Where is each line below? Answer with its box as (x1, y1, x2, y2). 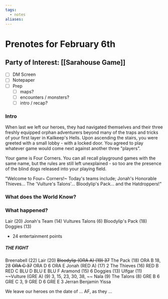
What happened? (5, 207, 48, 214)
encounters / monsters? (20, 94, 69, 100)
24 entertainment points (12, 233, 63, 239)
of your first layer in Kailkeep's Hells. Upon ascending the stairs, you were (5, 135, 158, 141)
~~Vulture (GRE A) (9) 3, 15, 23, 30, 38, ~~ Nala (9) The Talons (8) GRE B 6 (5, 273, 160, 279)
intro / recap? (20, 100, 48, 106)
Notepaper (12, 77, 35, 83)
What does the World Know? (5, 193, 77, 200)
